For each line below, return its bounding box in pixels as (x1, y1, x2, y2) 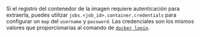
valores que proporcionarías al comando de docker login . (6, 24, 150, 31)
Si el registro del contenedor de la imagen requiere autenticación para (6, 5, 180, 12)
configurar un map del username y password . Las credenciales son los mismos (6, 18, 195, 24)
